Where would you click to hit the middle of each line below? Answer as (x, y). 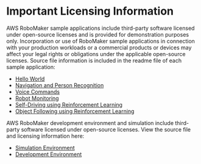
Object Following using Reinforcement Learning (75, 111)
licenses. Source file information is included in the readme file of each (94, 60)
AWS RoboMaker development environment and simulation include (90, 123)
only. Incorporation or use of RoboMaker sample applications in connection (100, 41)
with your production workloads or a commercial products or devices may (99, 48)
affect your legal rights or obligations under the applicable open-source (96, 54)
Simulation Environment (45, 148)
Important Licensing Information (90, 11)
